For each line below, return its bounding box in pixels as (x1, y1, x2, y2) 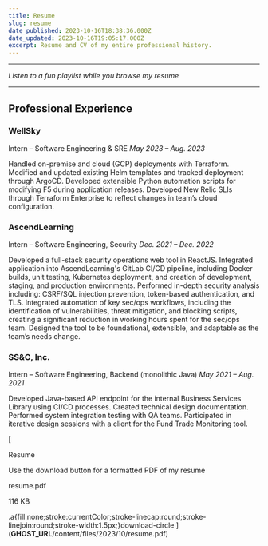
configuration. (8, 201, 54, 211)
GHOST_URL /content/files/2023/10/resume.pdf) (10, 529, 169, 539)
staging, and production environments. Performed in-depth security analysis (8, 281, 260, 290)
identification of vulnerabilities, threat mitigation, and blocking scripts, (8, 306, 238, 316)
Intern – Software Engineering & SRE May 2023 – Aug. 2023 (8, 143, 206, 153)
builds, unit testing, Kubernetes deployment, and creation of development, (8, 273, 253, 282)
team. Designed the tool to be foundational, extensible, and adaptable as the (8, 323, 259, 333)
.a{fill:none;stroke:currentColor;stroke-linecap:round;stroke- (8, 512, 207, 522)
